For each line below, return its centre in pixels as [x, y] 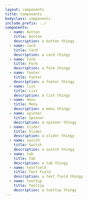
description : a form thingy [42, 68]
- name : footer [25, 73]
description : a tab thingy [41, 163]
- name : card [22, 46]
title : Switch [28, 145]
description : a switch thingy [44, 150]
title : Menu [26, 104]
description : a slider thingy [44, 136]
